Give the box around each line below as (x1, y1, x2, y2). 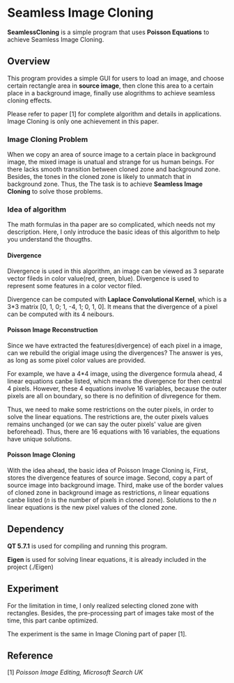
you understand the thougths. (7, 235, 93, 244)
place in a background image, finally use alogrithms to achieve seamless (7, 88, 216, 97)
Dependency (7, 524, 64, 535)
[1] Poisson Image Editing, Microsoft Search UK (7, 668, 143, 677)
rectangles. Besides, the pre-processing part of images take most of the (7, 609, 214, 617)
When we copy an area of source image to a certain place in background (7, 150, 217, 159)
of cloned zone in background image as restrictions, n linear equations (7, 488, 210, 496)
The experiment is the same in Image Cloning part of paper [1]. (7, 629, 187, 638)
